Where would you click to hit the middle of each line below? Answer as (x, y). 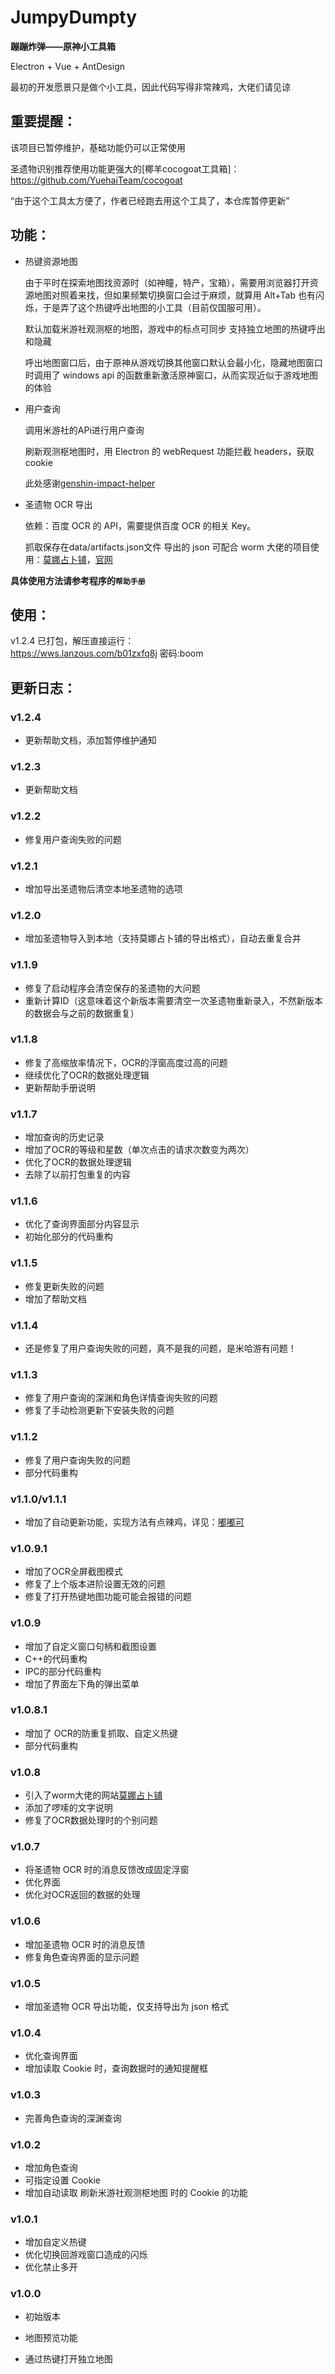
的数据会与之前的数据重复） (82, 1013)
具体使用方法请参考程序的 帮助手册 (78, 580)
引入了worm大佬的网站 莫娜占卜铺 (93, 1795)
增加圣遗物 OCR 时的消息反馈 (85, 1944)
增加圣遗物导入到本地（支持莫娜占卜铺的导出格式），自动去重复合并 (163, 938)
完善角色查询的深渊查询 (73, 2118)
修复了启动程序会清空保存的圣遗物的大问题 (112, 988)
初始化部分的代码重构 (68, 1237)
